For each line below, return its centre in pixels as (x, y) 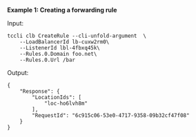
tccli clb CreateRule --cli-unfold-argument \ (77, 36)
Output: (18, 73)
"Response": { (40, 92)
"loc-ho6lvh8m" (66, 103)
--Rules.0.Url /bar (48, 60)
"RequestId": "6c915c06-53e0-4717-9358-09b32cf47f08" (111, 116)
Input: (16, 23)
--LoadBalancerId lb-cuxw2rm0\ (65, 42)
